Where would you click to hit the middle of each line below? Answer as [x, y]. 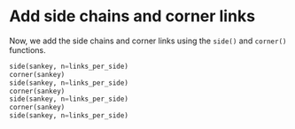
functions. [27, 49]
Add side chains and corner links [132, 16]
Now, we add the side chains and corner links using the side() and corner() [148, 41]
